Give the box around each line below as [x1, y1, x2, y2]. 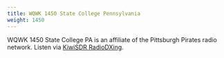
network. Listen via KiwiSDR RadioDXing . [7, 43, 124, 51]
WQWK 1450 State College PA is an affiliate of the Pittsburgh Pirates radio [7, 35, 218, 43]
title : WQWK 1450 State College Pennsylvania [7, 10, 140, 17]
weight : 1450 [7, 17, 45, 23]
